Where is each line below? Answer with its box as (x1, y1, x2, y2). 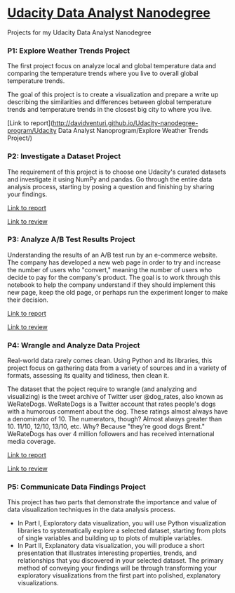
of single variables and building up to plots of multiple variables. (17, 534, 203, 542)
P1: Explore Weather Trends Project (7, 46, 130, 56)
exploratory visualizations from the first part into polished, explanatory (17, 571, 221, 580)
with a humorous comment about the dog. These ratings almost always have (7, 407, 228, 416)
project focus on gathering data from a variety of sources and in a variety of (7, 364, 227, 372)
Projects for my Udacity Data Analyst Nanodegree (7, 28, 152, 37)
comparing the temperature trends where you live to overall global (7, 69, 199, 78)
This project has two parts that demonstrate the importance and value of (7, 498, 217, 506)
